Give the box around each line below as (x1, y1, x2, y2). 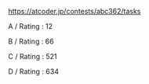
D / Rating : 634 (8, 67, 59, 76)
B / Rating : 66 (8, 37, 54, 46)
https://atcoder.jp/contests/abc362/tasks (8, 7, 141, 16)
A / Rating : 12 (8, 22, 53, 30)
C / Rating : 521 (8, 52, 57, 61)
